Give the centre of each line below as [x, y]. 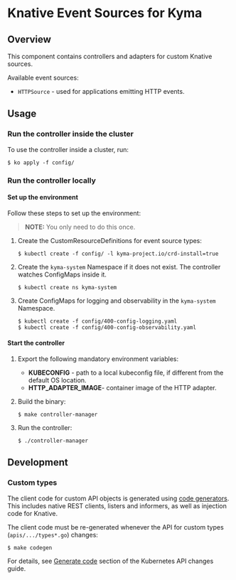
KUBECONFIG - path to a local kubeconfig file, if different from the [126, 373]
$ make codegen [30, 548]
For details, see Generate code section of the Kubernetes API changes [111, 561]
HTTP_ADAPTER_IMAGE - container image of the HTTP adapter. [122, 388]
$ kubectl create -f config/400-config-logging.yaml [97, 321]
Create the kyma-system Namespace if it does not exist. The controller [119, 267]
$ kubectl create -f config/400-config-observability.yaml [107, 327]
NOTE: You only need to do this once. [80, 227]
